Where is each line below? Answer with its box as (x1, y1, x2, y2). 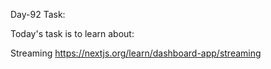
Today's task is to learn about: (10, 28, 135, 39)
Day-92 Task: (10, 9, 66, 20)
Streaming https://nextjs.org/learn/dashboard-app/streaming (10, 47, 262, 59)
